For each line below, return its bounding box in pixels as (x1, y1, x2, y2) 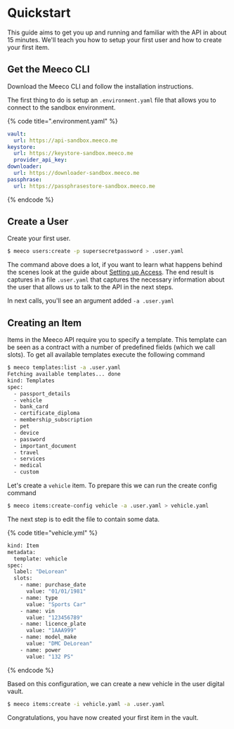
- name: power (20, 646, 61, 654)
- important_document (13, 442, 77, 449)
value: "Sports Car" (25, 600, 86, 608)
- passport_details (13, 390, 71, 398)
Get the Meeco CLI (7, 63, 90, 75)
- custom (13, 468, 39, 475)
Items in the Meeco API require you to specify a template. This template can (7, 336, 227, 344)
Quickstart (7, 5, 72, 21)
